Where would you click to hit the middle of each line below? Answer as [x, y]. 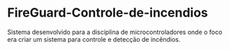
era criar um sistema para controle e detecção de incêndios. [94, 39]
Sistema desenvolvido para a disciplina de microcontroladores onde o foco [115, 32]
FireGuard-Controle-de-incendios [108, 13]
